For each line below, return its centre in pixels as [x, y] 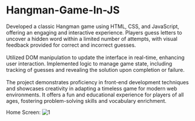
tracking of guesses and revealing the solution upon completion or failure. [95, 70]
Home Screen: [23, 112]
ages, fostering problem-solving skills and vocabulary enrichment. [86, 101]
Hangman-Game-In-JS [63, 10]
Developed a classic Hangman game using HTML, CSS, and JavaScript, [93, 26]
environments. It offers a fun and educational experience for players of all [95, 95]
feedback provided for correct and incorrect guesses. [71, 45]
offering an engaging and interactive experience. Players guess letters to [94, 32]
